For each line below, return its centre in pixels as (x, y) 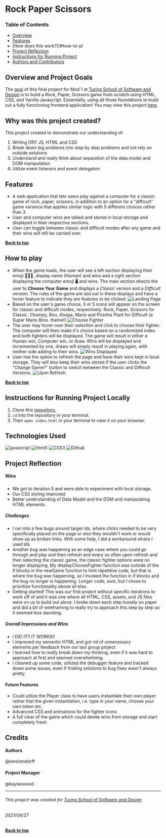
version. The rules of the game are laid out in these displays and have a (85, 293)
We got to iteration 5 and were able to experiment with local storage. (82, 488)
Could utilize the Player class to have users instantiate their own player (84, 696)
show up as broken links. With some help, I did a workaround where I (83, 539)
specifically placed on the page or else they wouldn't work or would (81, 533)
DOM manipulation (31, 163)
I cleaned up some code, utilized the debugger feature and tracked (80, 663)
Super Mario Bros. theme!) (39, 320)
